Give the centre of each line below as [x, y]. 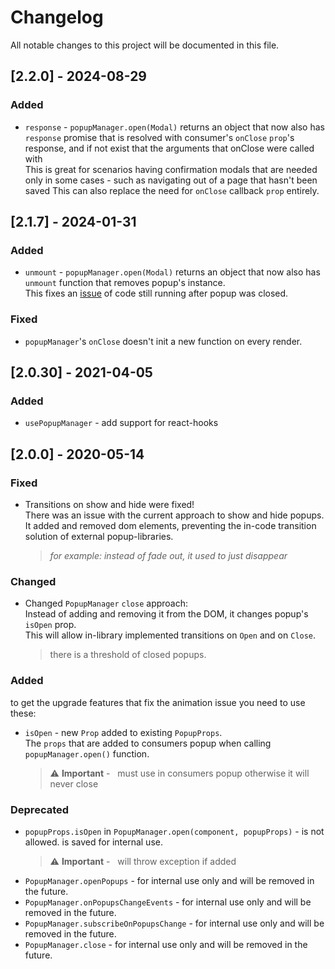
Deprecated [40, 809]
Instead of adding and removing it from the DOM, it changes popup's [166, 614]
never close [74, 783]
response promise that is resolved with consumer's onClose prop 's [159, 137]
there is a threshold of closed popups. [128, 655]
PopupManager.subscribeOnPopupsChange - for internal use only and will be [174, 923]
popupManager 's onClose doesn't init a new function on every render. [163, 341]
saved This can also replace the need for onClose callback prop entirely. [172, 190]
